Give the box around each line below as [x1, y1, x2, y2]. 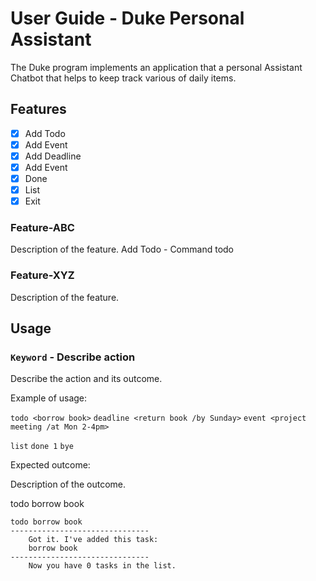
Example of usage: [10, 392, 88, 404]
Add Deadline [24, 150, 82, 162]
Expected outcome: [10, 459, 91, 471]
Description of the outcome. [10, 478, 127, 491]
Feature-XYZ [10, 268, 75, 282]
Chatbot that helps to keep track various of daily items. [10, 72, 237, 84]
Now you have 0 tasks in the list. [28, 561, 177, 571]
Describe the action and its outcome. [10, 373, 163, 385]
